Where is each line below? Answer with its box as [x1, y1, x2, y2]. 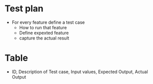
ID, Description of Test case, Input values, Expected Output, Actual [11, 69, 148, 75]
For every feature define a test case [11, 19, 85, 25]
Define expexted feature [19, 30, 69, 36]
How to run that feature [19, 24, 67, 30]
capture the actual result [19, 35, 70, 41]
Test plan [4, 3, 44, 14]
